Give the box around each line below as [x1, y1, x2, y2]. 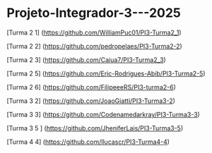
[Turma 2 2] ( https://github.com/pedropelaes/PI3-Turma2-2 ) [6, 42, 183, 50]
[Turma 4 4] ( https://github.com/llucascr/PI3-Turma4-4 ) [6, 137, 170, 146]
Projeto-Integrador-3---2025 [6, 5, 181, 21]
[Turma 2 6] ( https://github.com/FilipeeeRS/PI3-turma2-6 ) [6, 82, 176, 91]
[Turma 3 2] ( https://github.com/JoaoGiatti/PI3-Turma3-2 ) [6, 97, 176, 105]
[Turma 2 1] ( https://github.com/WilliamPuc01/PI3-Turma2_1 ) [6, 28, 182, 37]
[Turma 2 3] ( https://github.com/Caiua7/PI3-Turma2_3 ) [6, 55, 167, 64]
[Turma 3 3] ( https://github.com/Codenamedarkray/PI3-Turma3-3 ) [6, 110, 201, 118]
